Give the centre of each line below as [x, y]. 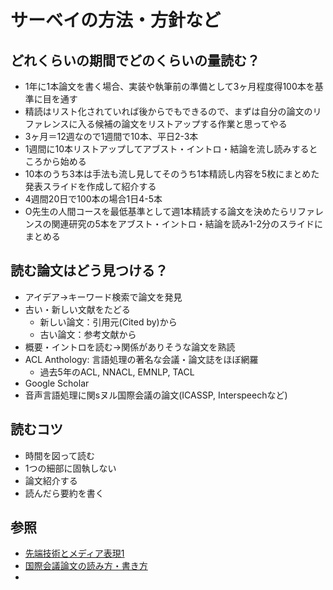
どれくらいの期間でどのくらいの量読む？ [135, 60]
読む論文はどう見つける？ [89, 271]
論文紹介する [51, 480]
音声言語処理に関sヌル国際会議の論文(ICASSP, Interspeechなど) [156, 395]
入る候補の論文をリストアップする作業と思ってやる [182, 124]
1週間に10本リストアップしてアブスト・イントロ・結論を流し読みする [167, 149]
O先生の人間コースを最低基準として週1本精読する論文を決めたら [157, 211]
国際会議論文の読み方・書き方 [86, 566]
